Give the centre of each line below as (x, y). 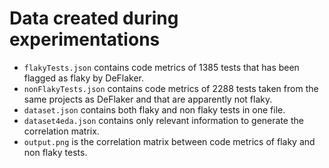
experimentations (85, 39)
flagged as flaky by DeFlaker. (84, 78)
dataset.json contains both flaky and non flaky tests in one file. (154, 109)
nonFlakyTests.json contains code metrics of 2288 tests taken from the (171, 88)
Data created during (94, 18)
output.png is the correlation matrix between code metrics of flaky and (169, 141)
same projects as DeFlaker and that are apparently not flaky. (148, 99)
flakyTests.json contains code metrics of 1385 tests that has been (161, 67)
